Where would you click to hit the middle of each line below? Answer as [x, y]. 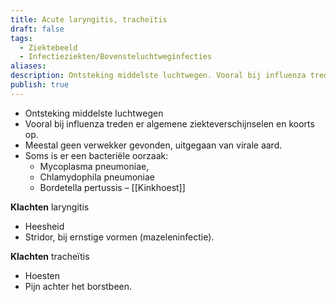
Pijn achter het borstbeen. [78, 286]
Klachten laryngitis [50, 207]
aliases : [28, 66]
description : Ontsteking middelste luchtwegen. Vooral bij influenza [158, 76]
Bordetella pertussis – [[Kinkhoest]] [112, 187]
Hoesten [42, 275]
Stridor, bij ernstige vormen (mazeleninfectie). [119, 237]
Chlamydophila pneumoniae [97, 177]
